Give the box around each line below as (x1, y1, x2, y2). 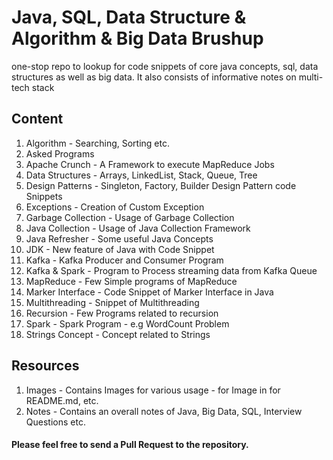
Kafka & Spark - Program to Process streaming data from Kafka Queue (25, 264, 318, 276)
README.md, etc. (25, 394, 99, 406)
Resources (11, 357, 80, 375)
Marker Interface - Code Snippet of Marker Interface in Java (25, 286, 274, 298)
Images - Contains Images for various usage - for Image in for (25, 384, 281, 396)
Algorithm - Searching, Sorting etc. (25, 137, 171, 149)
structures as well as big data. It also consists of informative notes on (11, 71, 297, 83)
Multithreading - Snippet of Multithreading (25, 296, 200, 308)
